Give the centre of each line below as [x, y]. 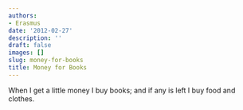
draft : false [30, 45]
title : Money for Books [48, 68]
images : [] [26, 53]
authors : [23, 16]
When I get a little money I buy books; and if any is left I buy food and [122, 90]
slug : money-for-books [46, 61]
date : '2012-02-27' [41, 30]
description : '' [35, 38]
